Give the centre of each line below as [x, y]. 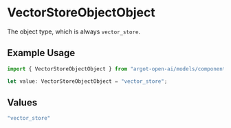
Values [22, 102]
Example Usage [41, 53]
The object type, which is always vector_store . [74, 31]
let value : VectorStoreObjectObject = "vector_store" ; [87, 81]
